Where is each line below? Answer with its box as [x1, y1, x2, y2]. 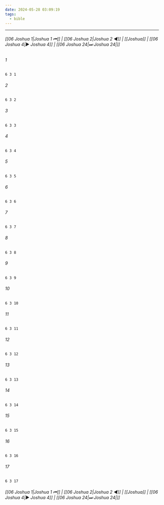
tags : [5, 12, 16, 17]
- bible [9, 16, 25, 21]
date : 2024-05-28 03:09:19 [5, 7, 60, 12]
